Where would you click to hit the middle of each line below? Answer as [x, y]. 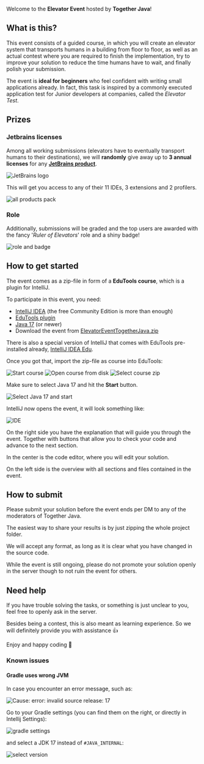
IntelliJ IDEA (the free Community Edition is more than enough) [94, 311]
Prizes [19, 120]
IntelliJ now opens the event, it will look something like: [75, 408]
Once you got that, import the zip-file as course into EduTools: [85, 361]
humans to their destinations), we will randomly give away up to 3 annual [99, 157]
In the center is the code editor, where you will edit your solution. [88, 457]
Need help [26, 590]
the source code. [28, 553]
